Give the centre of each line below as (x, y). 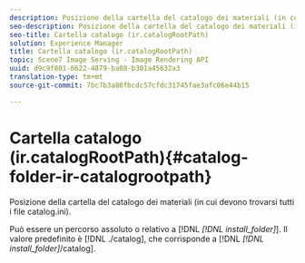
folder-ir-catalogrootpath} (111, 176)
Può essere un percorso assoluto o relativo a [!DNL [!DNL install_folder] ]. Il (148, 229)
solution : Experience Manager (67, 43)
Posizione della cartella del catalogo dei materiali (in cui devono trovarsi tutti (152, 201)
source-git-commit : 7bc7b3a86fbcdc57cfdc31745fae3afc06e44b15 (129, 85)
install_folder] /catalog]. (53, 248)
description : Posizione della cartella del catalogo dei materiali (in (148, 18)
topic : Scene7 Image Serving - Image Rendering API (109, 60)
